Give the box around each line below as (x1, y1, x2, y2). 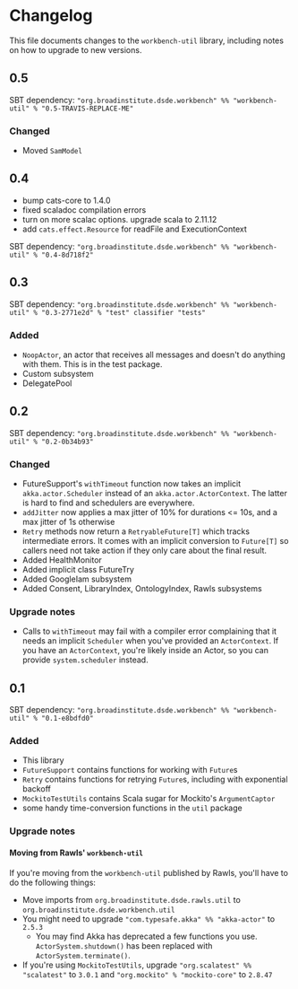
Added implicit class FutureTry (21, 565, 134, 575)
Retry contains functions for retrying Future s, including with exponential (21, 774, 288, 785)
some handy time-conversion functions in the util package (21, 802, 243, 813)
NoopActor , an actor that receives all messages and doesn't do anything (21, 349, 286, 360)
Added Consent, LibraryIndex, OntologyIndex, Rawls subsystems (21, 583, 262, 594)
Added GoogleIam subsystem (21, 573, 132, 584)
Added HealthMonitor (21, 555, 103, 565)
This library (21, 755, 64, 766)
